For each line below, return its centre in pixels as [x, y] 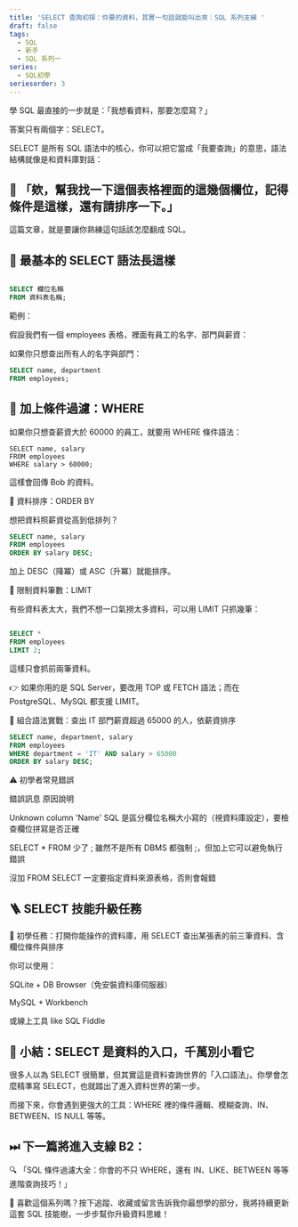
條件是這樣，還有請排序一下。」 [94, 207]
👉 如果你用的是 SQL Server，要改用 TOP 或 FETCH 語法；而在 [125, 687]
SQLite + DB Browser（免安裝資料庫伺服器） [91, 985]
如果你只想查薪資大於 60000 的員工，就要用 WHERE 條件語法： [125, 432]
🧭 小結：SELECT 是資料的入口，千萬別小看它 [132, 1052]
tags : [19, 34]
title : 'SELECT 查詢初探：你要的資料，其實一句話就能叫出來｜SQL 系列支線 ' [137, 17]
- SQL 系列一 [39, 59]
